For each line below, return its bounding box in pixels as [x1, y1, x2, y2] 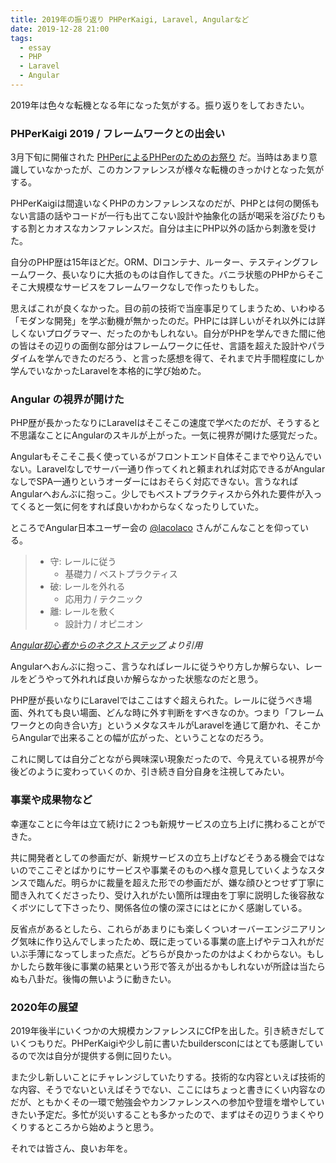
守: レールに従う [49, 556, 117, 568]
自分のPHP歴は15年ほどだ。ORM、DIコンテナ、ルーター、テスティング [10, 256, 302, 268]
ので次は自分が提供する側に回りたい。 [18, 1050, 177, 1062]
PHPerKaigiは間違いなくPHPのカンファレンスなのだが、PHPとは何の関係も [10, 197, 320, 210]
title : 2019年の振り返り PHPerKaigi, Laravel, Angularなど [10, 14, 250, 25]
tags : [10, 33, 33, 43]
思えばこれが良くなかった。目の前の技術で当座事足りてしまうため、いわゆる [10, 302, 326, 315]
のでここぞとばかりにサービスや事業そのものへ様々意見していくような [18, 864, 308, 876]
